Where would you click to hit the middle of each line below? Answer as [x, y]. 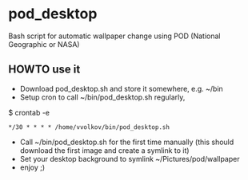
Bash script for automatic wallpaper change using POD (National [114, 36]
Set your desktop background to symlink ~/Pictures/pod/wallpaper [130, 158]
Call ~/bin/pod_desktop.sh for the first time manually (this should [127, 142]
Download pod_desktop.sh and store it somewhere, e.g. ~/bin [122, 88]
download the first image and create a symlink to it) [104, 150]
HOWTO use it [44, 70]
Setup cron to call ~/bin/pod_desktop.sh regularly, [102, 97]
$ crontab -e [29, 112]
